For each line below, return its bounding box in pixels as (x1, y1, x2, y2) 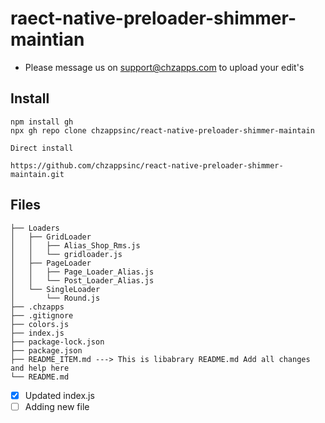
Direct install (10, 143, 74, 153)
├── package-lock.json (10, 337, 105, 347)
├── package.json (10, 345, 83, 356)
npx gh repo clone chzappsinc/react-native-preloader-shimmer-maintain (10, 125, 315, 136)
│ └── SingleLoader (10, 284, 101, 294)
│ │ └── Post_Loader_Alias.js (10, 275, 155, 286)
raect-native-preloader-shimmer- (10, 7, 297, 30)
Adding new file (24, 400, 90, 412)
